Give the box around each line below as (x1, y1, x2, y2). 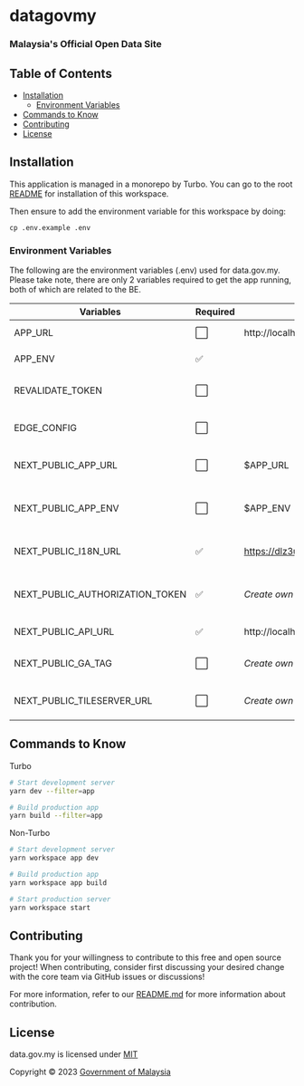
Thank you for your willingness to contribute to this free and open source (9, 952, 282, 963)
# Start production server (9, 894, 111, 904)
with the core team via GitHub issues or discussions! (9, 971, 205, 983)
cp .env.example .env (9, 223, 91, 232)
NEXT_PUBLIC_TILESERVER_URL (14, 695, 153, 707)
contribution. (9, 998, 57, 1010)
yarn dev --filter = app (9, 786, 95, 795)
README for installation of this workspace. (9, 187, 169, 199)
